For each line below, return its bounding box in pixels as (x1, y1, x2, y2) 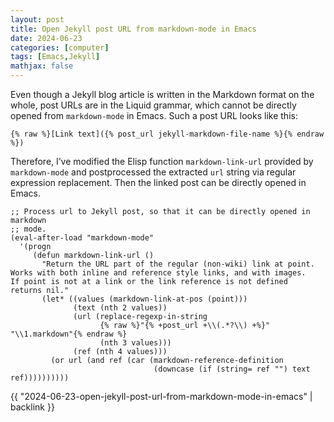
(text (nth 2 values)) (73, 303, 168, 313)
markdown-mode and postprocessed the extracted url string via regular (10, 166, 297, 178)
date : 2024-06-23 (10, 33, 83, 43)
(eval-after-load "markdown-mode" (10, 233, 155, 243)
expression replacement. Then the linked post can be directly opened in (10, 177, 307, 188)
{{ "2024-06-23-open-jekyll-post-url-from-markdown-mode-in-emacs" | (10, 391, 313, 402)
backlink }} (10, 401, 55, 413)
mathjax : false (10, 61, 74, 71)
